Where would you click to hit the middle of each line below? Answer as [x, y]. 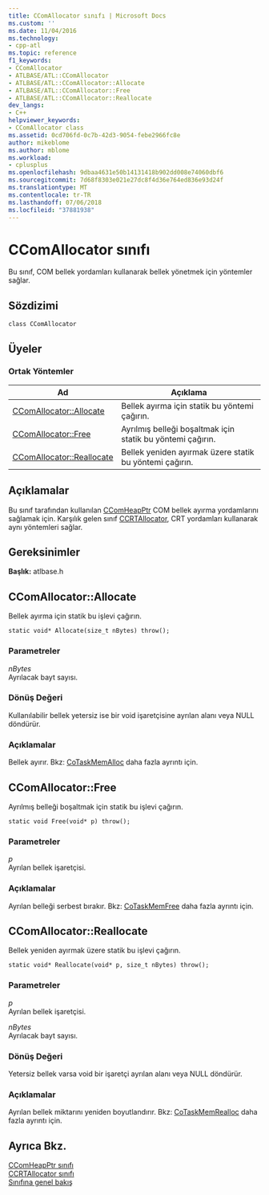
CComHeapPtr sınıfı [41, 1165]
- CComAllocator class [46, 128]
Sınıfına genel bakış [41, 1182]
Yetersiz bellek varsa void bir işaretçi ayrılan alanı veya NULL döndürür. [125, 1074]
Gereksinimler [44, 552]
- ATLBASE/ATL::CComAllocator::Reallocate [80, 98]
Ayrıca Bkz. [38, 1146]
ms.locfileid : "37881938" [51, 210]
